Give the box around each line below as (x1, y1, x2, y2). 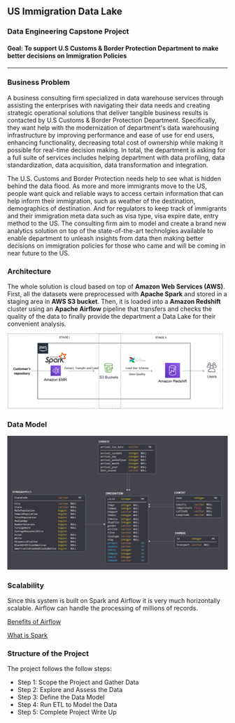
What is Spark (7, 631, 48, 639)
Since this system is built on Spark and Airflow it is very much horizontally (7, 597, 220, 605)
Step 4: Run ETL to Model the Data (17, 701, 117, 709)
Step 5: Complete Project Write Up (17, 708, 117, 717)
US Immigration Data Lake (7, 6, 122, 18)
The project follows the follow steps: (7, 665, 112, 673)
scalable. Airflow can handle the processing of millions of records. (7, 604, 198, 613)
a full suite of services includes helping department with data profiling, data (7, 153, 225, 161)
